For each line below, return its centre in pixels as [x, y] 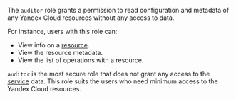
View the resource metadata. [60, 53]
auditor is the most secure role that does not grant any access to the [109, 74]
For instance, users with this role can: [62, 31]
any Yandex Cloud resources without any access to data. [91, 18]
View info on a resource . [53, 45]
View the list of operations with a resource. [81, 60]
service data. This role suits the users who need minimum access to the [113, 81]
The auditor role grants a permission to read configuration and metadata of [118, 10]
